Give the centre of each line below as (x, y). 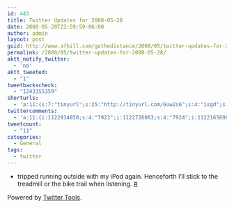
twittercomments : (32, 111)
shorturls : (23, 98)
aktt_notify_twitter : (39, 59)
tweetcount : (24, 124)
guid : (15, 46)
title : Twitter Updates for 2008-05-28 (65, 20)
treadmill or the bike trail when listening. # (77, 184)
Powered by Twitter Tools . (45, 197)
